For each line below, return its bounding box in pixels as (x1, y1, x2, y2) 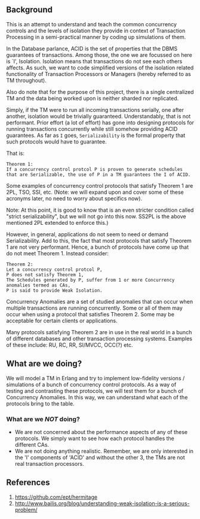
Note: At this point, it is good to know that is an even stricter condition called (6, 206, 194, 213)
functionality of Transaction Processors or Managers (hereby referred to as (6, 70, 191, 77)
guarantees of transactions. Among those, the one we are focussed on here (6, 51, 193, 59)
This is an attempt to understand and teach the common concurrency (6, 20, 177, 28)
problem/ (14, 506, 38, 513)
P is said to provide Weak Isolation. (6, 287, 103, 294)
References (6, 478, 50, 488)
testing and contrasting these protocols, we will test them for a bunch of (6, 387, 184, 394)
